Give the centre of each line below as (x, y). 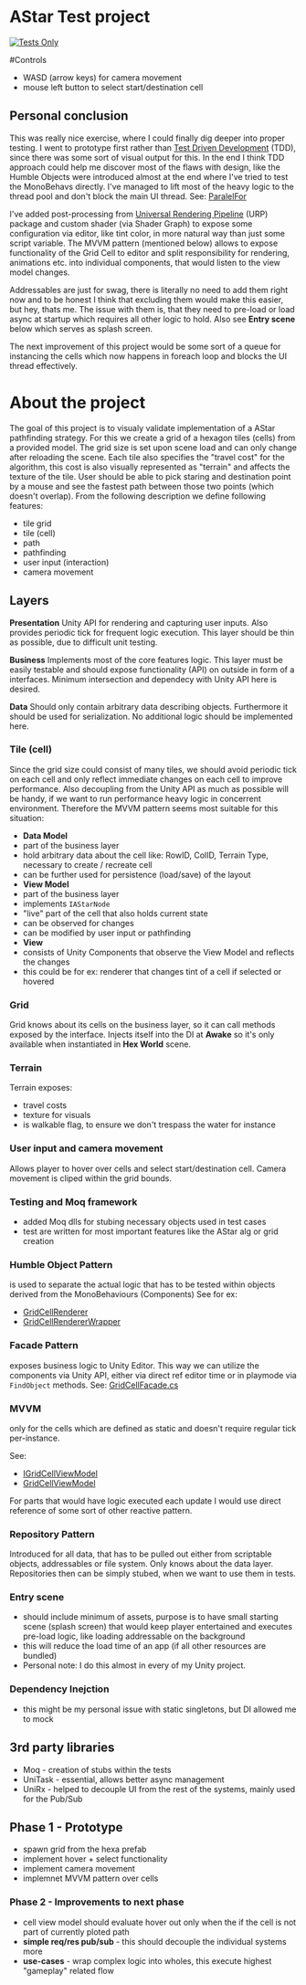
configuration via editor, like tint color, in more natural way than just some (148, 233)
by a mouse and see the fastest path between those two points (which (142, 486)
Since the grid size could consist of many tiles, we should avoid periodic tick (153, 769)
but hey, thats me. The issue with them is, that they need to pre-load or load (152, 309)
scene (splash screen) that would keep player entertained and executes (158, 1627)
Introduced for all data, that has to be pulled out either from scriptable (141, 1554)
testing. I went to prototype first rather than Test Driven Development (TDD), (153, 147)
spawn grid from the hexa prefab (84, 1849)
